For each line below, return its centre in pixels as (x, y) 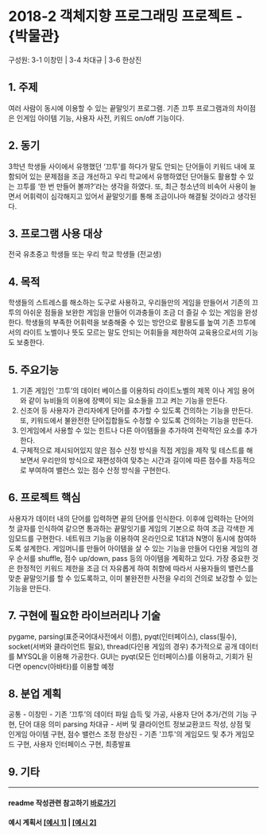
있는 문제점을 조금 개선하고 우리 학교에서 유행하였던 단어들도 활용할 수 (137, 176)
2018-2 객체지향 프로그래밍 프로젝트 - (126, 16)
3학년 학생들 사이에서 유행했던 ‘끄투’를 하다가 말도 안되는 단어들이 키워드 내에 (128, 166)
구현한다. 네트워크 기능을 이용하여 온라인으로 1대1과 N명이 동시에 (135, 538)
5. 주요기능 (34, 370)
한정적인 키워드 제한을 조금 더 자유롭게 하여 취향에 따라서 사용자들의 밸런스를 (135, 568)
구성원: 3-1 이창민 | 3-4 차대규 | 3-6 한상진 (75, 60)
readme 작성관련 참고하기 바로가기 (62, 802)
